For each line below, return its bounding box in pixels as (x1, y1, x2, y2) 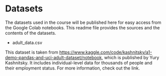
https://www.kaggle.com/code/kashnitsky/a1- (59, 49, 152, 55)
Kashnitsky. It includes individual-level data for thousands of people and (5, 60, 153, 66)
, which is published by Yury (101, 54, 160, 60)
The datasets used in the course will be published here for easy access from (5, 19, 162, 25)
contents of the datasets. (5, 30, 56, 36)
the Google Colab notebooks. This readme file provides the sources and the (5, 24, 160, 30)
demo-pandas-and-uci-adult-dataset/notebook (5, 54, 102, 60)
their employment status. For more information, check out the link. (5, 65, 140, 71)
